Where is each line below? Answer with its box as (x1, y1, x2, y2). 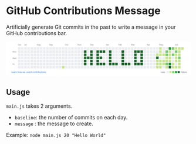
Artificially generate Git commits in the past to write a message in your (6, 23, 176, 30)
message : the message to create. (14, 120, 94, 127)
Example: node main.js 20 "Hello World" (6, 132, 106, 139)
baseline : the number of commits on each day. (14, 114, 128, 121)
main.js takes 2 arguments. (6, 102, 73, 109)
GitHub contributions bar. (6, 29, 67, 36)
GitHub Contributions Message (6, 4, 161, 18)
